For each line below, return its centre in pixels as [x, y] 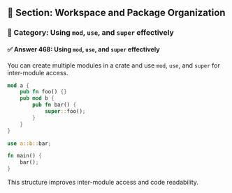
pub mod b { [37, 98]
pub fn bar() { [55, 105]
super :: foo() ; [65, 111]
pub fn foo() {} [44, 92]
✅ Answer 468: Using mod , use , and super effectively [84, 49]
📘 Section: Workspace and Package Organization [116, 13]
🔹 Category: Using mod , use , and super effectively [91, 33]
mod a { [19, 85]
